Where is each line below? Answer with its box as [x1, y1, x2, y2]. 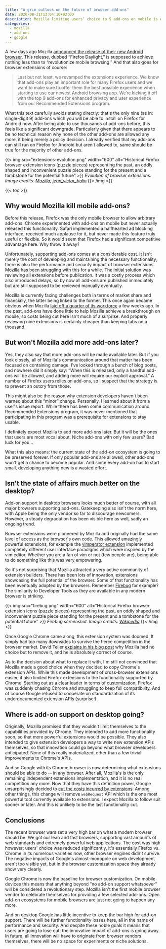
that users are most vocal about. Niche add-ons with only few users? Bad [5, 434, 155, 440]
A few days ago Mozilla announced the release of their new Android [5, 48, 143, 55]
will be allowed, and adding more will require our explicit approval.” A [13, 372, 154, 378]
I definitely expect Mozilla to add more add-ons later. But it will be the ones [5, 429, 158, 435]
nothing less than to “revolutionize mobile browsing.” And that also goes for [5, 59, 159, 65]
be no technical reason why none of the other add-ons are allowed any [5, 131, 150, 137]
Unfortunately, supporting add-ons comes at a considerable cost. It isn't [5, 251, 152, 257]
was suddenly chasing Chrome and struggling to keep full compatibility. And [5, 685, 161, 691]
